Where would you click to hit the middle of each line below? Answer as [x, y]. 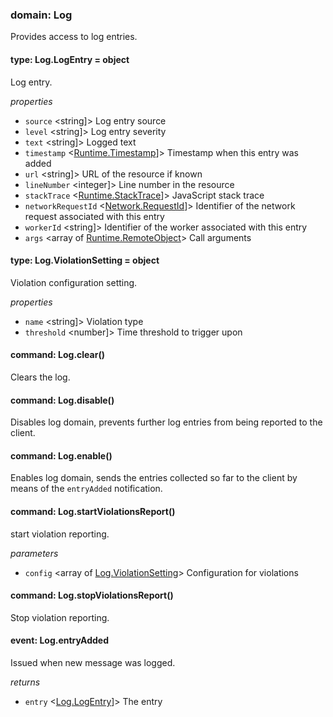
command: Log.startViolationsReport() [93, 511]
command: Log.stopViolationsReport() [92, 595]
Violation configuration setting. [74, 282]
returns [25, 682]
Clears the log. [40, 377]
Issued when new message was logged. [93, 662]
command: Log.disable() [62, 400]
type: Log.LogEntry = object [70, 59]
